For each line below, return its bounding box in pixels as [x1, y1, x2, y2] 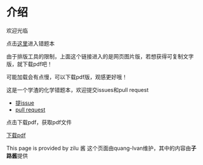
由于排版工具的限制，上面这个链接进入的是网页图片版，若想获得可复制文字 [6, 52, 194, 60]
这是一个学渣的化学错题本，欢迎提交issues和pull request [6, 86, 149, 93]
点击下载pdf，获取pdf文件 [6, 118, 72, 125]
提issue [15, 99, 35, 107]
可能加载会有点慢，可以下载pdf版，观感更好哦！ [6, 73, 128, 80]
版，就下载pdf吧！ [6, 60, 53, 68]
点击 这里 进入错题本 [6, 40, 55, 47]
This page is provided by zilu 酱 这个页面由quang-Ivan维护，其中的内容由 [6, 144, 191, 152]
